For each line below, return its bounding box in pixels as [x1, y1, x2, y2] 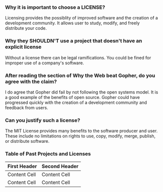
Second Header [41, 163, 79, 170]
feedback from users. [5, 104, 49, 111]
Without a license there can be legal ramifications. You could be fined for [5, 55, 151, 60]
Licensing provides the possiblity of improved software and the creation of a [5, 15, 158, 21]
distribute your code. [5, 25, 47, 31]
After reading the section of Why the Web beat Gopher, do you [5, 72, 156, 79]
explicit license [5, 43, 42, 50]
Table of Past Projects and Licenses [5, 151, 91, 157]
